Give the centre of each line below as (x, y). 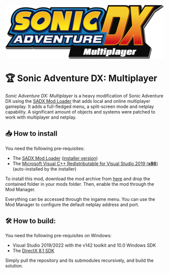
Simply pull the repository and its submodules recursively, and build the (79, 260)
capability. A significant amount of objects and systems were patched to (80, 112)
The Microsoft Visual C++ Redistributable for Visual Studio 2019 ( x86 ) (85, 163)
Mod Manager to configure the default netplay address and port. (72, 204)
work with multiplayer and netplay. (41, 117)
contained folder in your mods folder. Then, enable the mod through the (80, 184)
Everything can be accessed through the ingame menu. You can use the (80, 199)
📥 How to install (31, 134)
